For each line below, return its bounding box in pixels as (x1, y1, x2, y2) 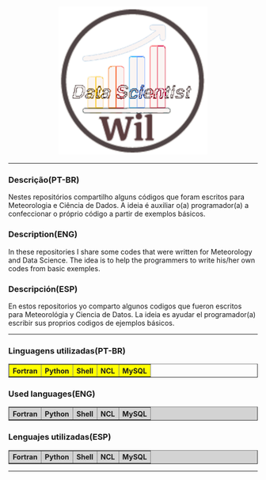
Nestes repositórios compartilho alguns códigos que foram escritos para (8, 192, 245, 202)
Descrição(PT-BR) (8, 174, 80, 185)
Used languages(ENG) (8, 388, 96, 399)
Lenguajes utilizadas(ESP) (8, 432, 112, 443)
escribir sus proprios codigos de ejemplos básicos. (8, 318, 175, 327)
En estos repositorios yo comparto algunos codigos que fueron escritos (8, 301, 242, 311)
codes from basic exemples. (8, 263, 101, 273)
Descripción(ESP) (8, 283, 78, 294)
